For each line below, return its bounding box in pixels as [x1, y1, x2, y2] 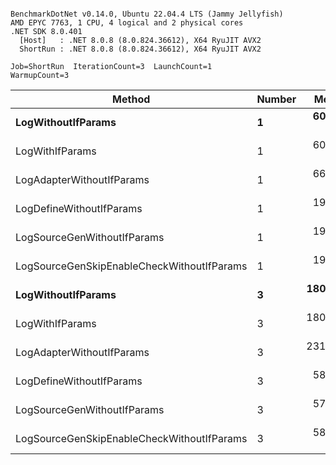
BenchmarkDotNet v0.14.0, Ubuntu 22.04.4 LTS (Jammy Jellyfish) [10, 9, 284, 19]
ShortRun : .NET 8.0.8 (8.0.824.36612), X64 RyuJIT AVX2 [19, 44, 262, 54]
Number [256, 92, 297, 106]
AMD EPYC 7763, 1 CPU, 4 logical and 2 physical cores [10, 18, 244, 28]
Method [112, 92, 151, 106]
